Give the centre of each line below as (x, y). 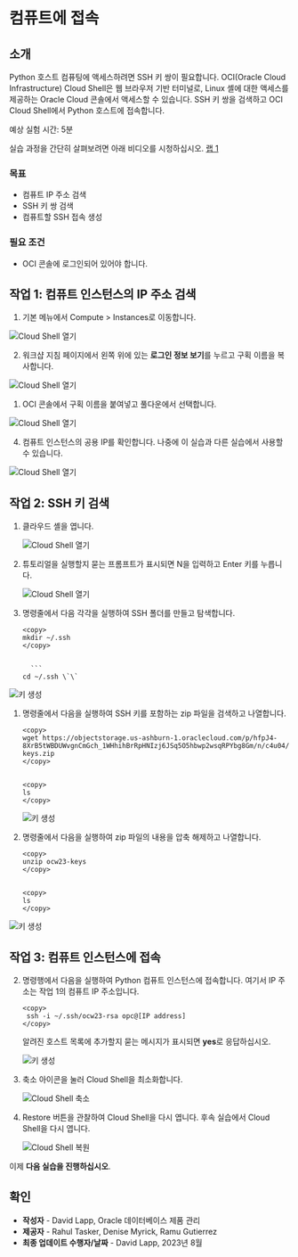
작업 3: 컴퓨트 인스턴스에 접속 (85, 957)
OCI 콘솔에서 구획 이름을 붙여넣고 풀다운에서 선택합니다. (119, 404)
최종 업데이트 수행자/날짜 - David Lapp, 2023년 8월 (112, 1242)
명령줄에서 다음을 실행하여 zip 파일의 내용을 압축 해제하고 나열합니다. (141, 837)
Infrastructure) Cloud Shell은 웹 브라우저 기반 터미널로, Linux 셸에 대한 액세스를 (149, 88)
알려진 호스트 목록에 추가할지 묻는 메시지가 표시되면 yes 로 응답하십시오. (146, 1042)
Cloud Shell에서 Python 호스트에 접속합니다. (87, 111)
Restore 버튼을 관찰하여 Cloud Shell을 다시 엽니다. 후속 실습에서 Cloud (146, 1117)
